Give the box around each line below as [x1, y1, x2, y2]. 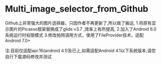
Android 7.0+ [5, 37, 30, 43]
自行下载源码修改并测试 [5, 53, 52, 59]
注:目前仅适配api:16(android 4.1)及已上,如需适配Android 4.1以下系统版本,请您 [5, 48, 156, 53]
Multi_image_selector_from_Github [5, 3, 148, 15]
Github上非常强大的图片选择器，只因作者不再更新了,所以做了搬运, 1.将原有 [5, 20, 152, 26]
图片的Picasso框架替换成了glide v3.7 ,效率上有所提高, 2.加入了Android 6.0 [9, 26, 157, 32]
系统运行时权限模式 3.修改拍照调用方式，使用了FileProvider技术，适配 [5, 32, 144, 38]
